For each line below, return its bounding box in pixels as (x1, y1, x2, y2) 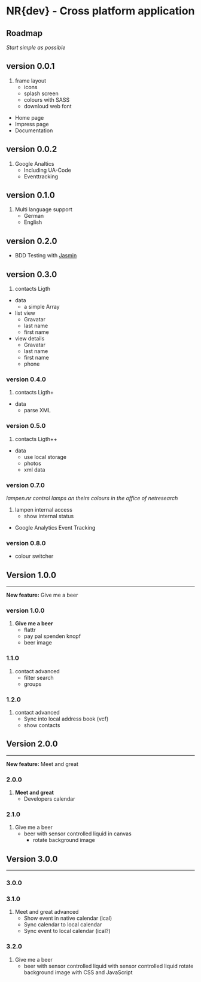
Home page (14, 114, 44, 121)
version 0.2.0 (6, 236, 57, 246)
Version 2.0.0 (6, 739, 58, 749)
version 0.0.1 (6, 61, 55, 71)
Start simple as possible (6, 44, 66, 51)
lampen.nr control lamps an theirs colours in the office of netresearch (6, 494, 178, 501)
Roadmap (6, 28, 43, 38)
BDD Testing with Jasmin (14, 252, 77, 259)
